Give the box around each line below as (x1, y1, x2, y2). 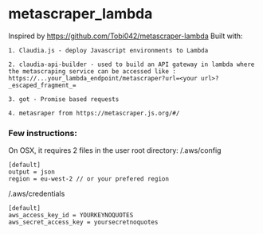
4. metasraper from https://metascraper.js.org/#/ (8, 109, 180, 117)
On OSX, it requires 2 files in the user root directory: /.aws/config (8, 146, 222, 155)
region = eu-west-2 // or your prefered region (8, 175, 170, 183)
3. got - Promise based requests (8, 95, 120, 103)
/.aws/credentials (8, 189, 65, 199)
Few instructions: (8, 127, 77, 138)
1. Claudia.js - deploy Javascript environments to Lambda (8, 46, 209, 54)
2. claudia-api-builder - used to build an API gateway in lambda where (8, 60, 255, 68)
